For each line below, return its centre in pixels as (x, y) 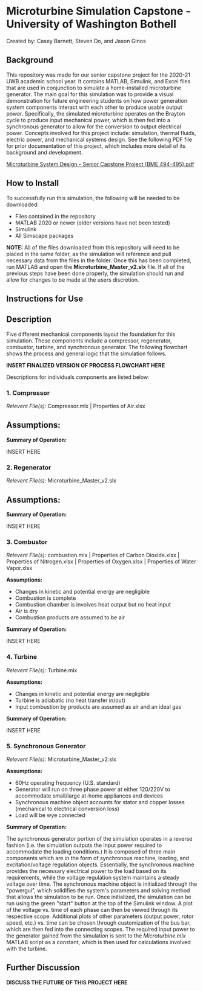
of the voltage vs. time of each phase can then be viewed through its (92, 909)
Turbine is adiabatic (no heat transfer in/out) (70, 700)
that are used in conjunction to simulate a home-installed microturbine (94, 88)
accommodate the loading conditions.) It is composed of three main (91, 851)
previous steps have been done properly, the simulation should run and (95, 273)
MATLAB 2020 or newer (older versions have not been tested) (93, 223)
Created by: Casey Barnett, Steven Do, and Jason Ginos (76, 41)
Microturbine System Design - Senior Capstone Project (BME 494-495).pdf (100, 164)
